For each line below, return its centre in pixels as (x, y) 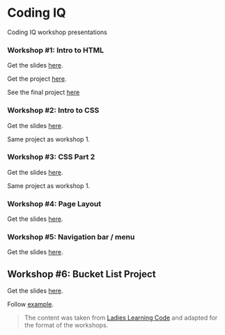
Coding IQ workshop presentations (57, 32)
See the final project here (44, 93)
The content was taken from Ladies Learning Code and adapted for (121, 318)
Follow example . (31, 304)
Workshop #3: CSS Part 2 (51, 157)
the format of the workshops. (66, 325)
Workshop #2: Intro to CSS (53, 111)
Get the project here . (37, 79)
